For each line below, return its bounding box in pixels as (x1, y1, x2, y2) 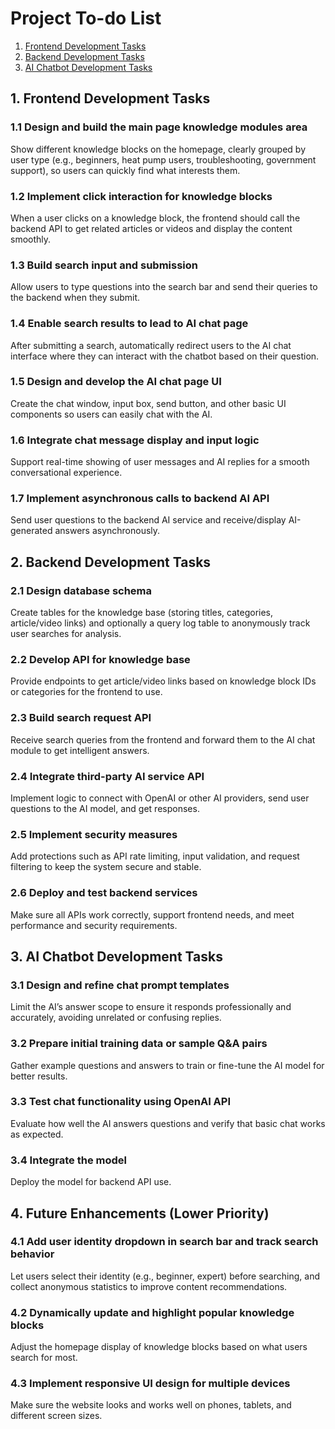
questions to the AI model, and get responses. (10, 802, 200, 814)
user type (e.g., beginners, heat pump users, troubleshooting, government (10, 153, 317, 166)
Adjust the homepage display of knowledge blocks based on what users (10, 1341, 308, 1353)
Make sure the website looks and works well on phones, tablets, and (10, 1399, 292, 1411)
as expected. (10, 1128, 64, 1140)
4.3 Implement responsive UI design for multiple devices (10, 1377, 291, 1391)
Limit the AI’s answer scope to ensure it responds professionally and (10, 1001, 292, 1013)
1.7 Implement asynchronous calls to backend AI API (10, 492, 270, 506)
